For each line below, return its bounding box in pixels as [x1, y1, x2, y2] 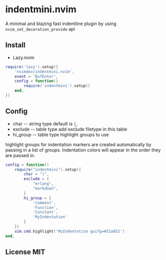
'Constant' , [32, 210, 58, 215]
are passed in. [5, 152, 35, 158]
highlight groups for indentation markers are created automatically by [5, 141, 152, 147]
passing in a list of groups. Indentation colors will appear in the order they [5, 147, 161, 153]
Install [5, 41, 26, 50]
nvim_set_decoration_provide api [5, 26, 75, 32]
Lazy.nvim [12, 54, 35, 60]
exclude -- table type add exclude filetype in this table [12, 126, 127, 132]
